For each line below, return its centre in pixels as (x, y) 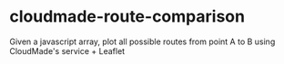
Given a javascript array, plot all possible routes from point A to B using (142, 41)
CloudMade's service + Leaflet (67, 50)
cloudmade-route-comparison (127, 17)
